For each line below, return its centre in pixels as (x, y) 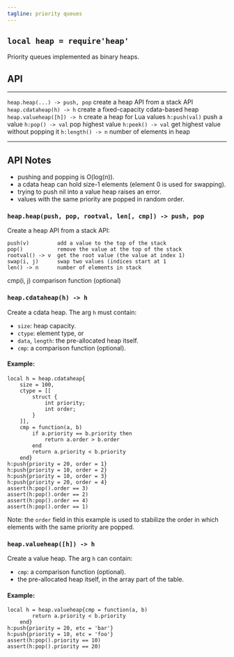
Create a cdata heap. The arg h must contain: (72, 312)
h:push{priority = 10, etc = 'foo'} (60, 635)
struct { (45, 397)
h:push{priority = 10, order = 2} (57, 470)
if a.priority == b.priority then (82, 433)
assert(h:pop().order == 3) (48, 488)
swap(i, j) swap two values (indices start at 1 (87, 262)
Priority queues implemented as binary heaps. (73, 57)
